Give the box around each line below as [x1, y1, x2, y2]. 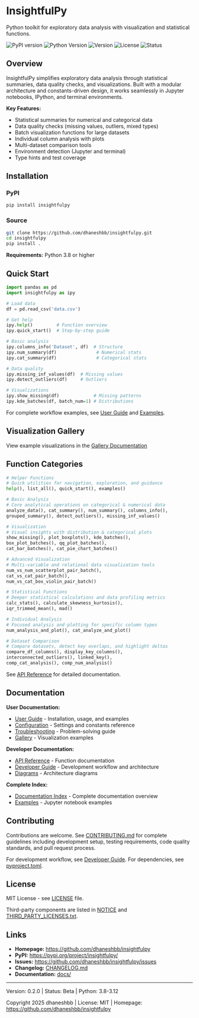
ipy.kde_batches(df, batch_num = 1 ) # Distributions [6, 399, 134, 404]
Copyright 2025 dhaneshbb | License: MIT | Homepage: [6, 999, 143, 1006]
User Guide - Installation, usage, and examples [14, 715, 129, 722]
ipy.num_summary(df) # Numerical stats [6, 349, 142, 355]
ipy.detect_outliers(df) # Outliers [6, 377, 108, 383]
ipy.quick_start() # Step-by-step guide [6, 327, 110, 334]
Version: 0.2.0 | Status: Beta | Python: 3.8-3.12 [6, 988, 118, 995]
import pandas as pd [6, 284, 57, 291]
